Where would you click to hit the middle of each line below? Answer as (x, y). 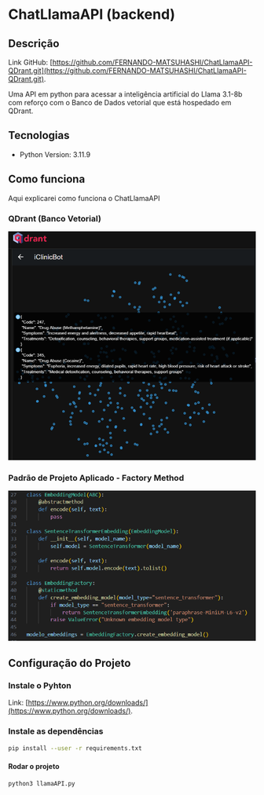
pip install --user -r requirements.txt (75, 749)
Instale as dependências (56, 731)
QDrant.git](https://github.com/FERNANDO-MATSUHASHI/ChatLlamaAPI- (128, 71)
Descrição (34, 44)
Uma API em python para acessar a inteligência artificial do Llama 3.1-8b (125, 94)
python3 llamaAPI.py (42, 784)
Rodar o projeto (34, 766)
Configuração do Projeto (70, 663)
